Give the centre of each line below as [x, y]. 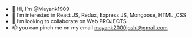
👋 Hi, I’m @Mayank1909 [40, 9]
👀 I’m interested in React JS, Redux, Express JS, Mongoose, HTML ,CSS [99, 15]
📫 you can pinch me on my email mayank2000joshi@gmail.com [90, 28]
